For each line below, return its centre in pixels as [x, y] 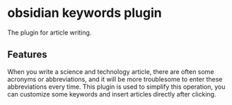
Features [27, 55]
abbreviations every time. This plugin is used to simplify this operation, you [116, 87]
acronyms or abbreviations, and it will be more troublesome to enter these [115, 79]
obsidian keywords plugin [85, 13]
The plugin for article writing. [50, 32]
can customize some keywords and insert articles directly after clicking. [112, 94]
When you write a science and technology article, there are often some [111, 71]
